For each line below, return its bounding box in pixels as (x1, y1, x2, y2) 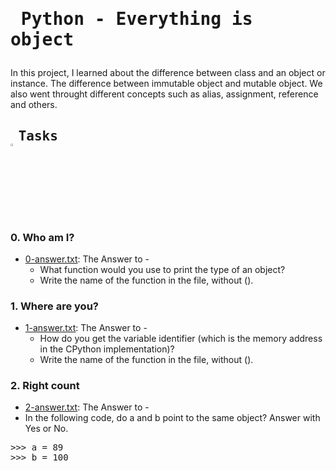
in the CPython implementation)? (39, 343, 175, 355)
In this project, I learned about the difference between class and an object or (10, 67, 326, 79)
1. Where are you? (10, 299, 99, 313)
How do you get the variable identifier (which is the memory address (39, 333, 323, 345)
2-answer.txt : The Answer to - (24, 401, 150, 413)
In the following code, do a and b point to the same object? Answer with (24, 412, 321, 424)
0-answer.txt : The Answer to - (24, 253, 150, 265)
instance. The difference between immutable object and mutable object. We (10, 78, 323, 90)
